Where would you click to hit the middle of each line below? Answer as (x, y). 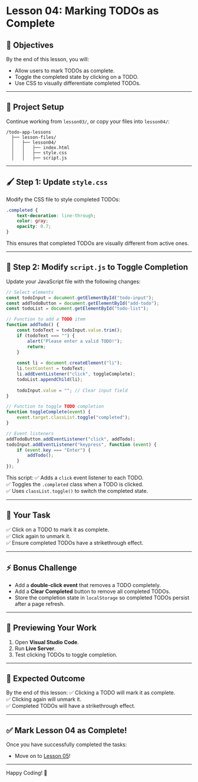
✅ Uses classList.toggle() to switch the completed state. (77, 491)
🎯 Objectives (30, 45)
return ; (37, 347)
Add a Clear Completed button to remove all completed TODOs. (93, 591)
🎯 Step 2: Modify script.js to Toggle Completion (97, 267)
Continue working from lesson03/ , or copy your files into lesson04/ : (88, 121)
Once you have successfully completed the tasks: (67, 745)
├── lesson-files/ (34, 137)
